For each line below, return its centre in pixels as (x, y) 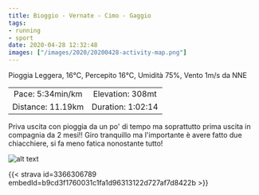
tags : (17, 23)
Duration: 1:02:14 (125, 107)
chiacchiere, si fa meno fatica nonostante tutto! (86, 143)
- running (25, 30)
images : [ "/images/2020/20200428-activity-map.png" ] (98, 53)
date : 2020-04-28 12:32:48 (53, 45)
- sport (21, 38)
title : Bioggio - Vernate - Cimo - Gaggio (80, 16)
